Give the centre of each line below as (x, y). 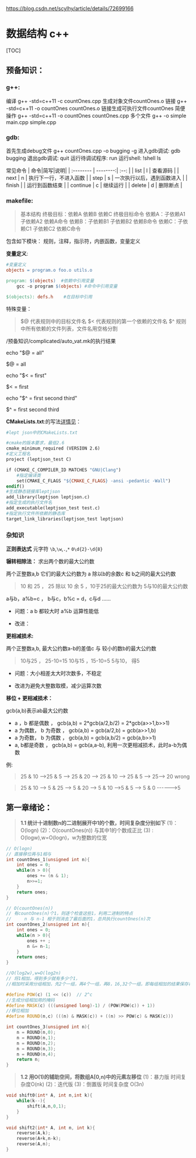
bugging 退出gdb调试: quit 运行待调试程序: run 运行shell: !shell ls (84, 158)
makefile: (20, 200)
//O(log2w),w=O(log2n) (34, 973)
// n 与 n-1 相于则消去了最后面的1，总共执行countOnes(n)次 (78, 919)
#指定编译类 (29, 475)
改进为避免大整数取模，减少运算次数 (58, 686)
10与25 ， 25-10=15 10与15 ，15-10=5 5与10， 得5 (80, 661)
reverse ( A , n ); (34, 1144)
